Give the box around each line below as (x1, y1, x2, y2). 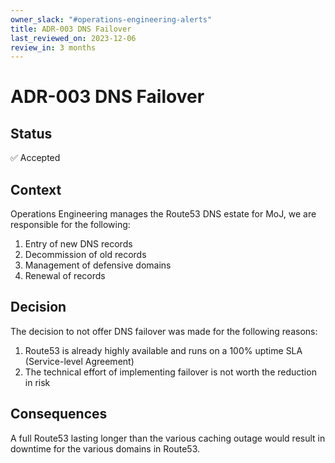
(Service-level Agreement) (24, 355, 135, 367)
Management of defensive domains (24, 259, 172, 271)
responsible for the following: (10, 219, 131, 231)
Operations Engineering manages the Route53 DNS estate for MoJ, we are (10, 208, 317, 220)
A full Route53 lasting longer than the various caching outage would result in (10, 432, 326, 444)
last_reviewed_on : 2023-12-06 (10, 33, 137, 43)
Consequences (10, 406, 108, 423)
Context (10, 181, 62, 198)
